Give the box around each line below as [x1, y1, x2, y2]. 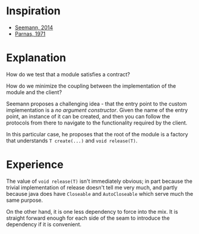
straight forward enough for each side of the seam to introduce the [6, 214, 170, 221]
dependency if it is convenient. [6, 220, 82, 227]
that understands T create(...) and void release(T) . [6, 137, 138, 144]
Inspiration [6, 4, 61, 18]
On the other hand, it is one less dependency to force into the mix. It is [6, 208, 178, 215]
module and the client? [6, 88, 62, 96]
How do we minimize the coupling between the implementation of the [6, 82, 176, 89]
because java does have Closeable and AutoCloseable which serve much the [6, 190, 194, 197]
